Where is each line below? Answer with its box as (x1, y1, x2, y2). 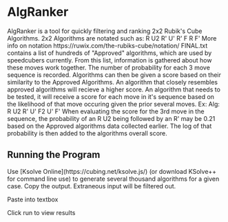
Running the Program (7, 149, 101, 161)
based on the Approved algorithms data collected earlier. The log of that (7, 122, 212, 130)
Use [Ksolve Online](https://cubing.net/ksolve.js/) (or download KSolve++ (7, 167, 217, 175)
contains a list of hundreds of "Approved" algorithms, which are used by (7, 49, 212, 57)
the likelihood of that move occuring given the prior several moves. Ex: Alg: (7, 100, 220, 108)
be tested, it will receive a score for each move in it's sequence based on (7, 92, 215, 100)
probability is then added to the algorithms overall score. (7, 129, 167, 137)
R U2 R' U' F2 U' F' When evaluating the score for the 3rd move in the (7, 107, 205, 115)
